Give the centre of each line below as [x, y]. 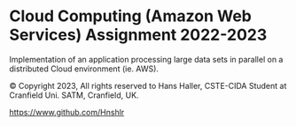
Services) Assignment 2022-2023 [138, 35]
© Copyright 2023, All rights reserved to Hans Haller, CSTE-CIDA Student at [148, 85]
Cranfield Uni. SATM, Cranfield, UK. [74, 95]
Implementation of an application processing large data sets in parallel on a [146, 59]
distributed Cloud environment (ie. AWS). [84, 69]
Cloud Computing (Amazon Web [131, 16]
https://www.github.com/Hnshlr [67, 112]
